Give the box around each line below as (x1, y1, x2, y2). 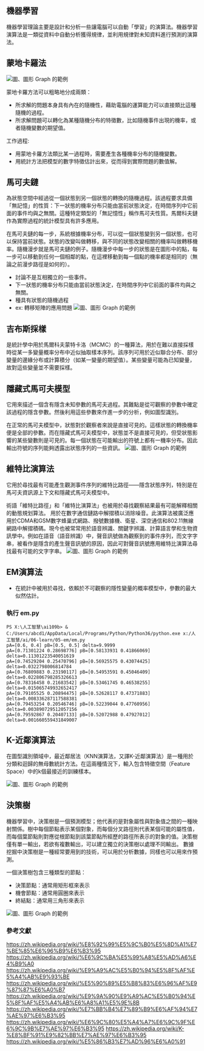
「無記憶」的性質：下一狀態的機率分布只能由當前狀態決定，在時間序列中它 (6, 202, 192, 209)
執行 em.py (6, 608, 39, 617)
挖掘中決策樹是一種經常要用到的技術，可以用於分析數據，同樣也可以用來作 (6, 848, 192, 855)
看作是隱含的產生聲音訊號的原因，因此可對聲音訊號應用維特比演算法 (22, 540, 192, 547)
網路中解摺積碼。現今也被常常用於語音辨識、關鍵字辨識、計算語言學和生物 (6, 524, 192, 532)
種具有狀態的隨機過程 (15, 296, 69, 304)
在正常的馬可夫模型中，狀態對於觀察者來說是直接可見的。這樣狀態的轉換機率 (6, 421, 198, 429)
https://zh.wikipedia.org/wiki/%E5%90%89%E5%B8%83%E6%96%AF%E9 (6, 979, 197, 986)
